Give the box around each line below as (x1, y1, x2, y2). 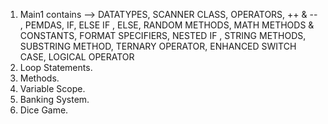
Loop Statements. (19, 62, 93, 73)
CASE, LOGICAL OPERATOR (19, 51, 135, 63)
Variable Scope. (19, 83, 86, 94)
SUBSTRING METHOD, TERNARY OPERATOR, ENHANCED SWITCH (19, 40, 297, 52)
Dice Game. (19, 104, 69, 116)
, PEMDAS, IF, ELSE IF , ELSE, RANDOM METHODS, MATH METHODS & (19, 19, 315, 31)
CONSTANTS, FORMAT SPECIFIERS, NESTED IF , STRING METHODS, (19, 30, 307, 41)
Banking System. (19, 94, 90, 105)
